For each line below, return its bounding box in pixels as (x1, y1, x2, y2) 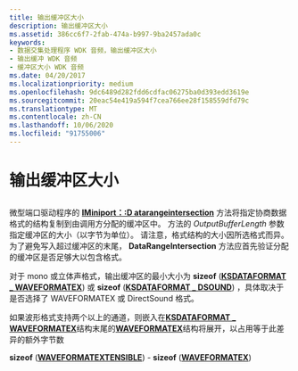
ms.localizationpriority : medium (9, 79, 134, 88)
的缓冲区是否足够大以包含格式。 (9, 251, 127, 263)
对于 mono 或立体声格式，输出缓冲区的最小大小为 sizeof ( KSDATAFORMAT (9, 271, 287, 282)
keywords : (9, 37, 46, 47)
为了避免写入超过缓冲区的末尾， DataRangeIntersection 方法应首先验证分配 (9, 241, 289, 251)
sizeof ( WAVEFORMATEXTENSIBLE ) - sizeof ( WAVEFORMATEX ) (9, 352, 252, 363)
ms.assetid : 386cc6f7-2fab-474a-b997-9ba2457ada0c (9, 29, 202, 38)
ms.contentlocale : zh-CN (9, 112, 102, 121)
